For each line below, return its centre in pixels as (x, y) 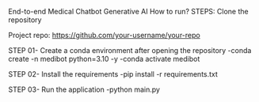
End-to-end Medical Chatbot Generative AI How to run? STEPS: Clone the (128, 11)
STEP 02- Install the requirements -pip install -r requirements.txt (113, 74)
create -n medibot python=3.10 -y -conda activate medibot (104, 59)
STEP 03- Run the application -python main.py (84, 89)
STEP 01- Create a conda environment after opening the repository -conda (130, 50)
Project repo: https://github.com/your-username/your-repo (104, 35)
